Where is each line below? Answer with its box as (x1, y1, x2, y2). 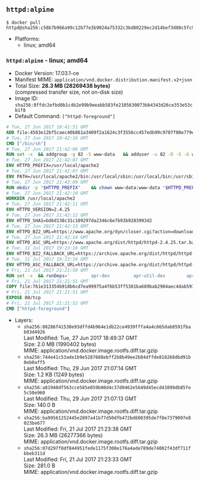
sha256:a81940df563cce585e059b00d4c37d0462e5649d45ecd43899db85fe (23, 384, 191, 390)
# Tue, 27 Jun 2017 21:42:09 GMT (6, 179, 89, 185)
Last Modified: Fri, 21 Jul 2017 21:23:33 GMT (23, 456, 132, 463)
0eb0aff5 (23, 359, 46, 365)
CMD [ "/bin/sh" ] (6, 140, 46, 146)
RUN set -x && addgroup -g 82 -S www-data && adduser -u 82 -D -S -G (6, 152, 190, 158)
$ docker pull (6, 20, 41, 25)
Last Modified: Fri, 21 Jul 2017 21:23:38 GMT (23, 425, 132, 432)
